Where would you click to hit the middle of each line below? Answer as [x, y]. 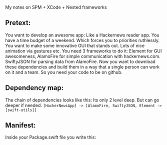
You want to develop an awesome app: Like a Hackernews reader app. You [82, 35]
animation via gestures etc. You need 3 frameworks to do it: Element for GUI [83, 51]
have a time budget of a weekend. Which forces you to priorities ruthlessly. [82, 40]
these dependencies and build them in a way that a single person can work [82, 66]
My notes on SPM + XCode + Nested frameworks [56, 7]
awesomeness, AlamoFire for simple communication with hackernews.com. [83, 56]
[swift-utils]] [21, 110]
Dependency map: [34, 88]
